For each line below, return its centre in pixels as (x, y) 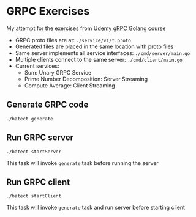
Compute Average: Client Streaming (70, 85)
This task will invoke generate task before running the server (83, 163)
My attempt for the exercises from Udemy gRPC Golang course (86, 28)
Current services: (37, 66)
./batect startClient (34, 196)
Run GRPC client (38, 182)
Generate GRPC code (47, 105)
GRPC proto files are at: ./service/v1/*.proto (73, 40)
